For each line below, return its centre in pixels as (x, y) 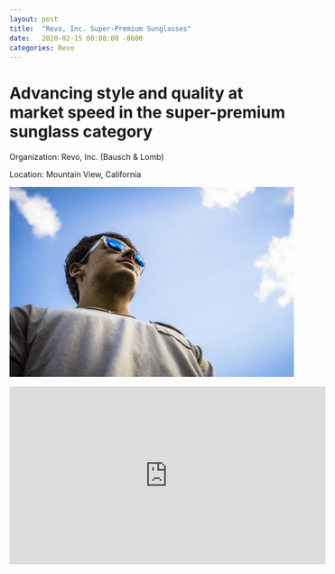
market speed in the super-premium (148, 113)
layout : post (34, 19)
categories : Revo (42, 48)
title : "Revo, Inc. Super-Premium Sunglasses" (101, 28)
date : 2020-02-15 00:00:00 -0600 (76, 38)
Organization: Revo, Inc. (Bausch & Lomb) (87, 157)
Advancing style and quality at (126, 94)
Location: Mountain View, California (75, 174)
